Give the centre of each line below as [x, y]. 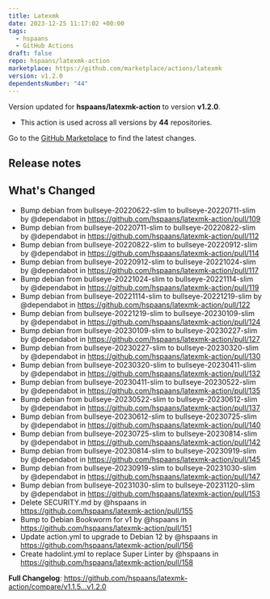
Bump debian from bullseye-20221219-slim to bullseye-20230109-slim [137, 313]
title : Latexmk [34, 16]
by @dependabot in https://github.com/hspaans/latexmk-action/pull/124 [140, 322]
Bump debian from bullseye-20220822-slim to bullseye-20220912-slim [139, 244]
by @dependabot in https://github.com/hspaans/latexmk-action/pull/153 [140, 493]
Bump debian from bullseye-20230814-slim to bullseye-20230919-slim [138, 450]
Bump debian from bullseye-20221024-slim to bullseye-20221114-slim [137, 279]
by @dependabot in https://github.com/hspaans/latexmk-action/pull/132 [140, 373]
